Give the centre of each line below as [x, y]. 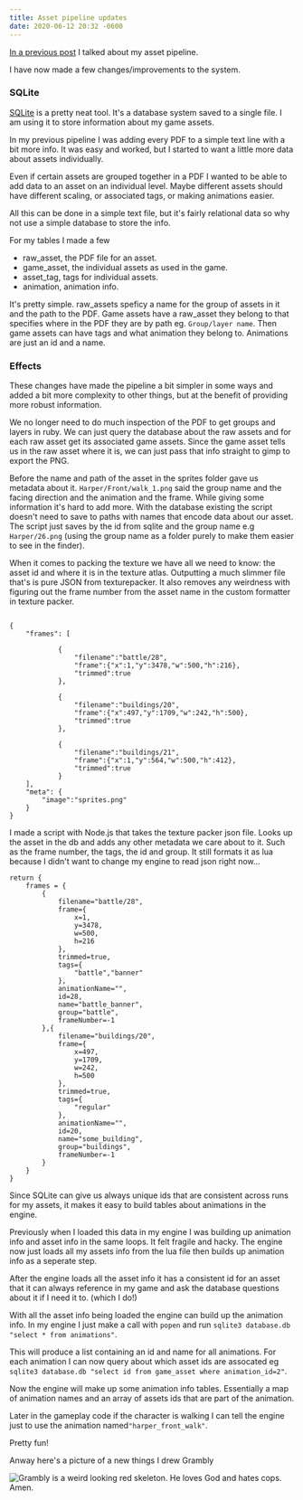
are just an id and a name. [57, 342]
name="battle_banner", [100, 1005]
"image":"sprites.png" [85, 800]
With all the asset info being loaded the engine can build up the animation [146, 1316]
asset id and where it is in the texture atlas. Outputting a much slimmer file [147, 573]
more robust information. [56, 405]
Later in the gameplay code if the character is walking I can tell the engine [147, 1416]
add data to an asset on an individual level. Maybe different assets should [146, 185]
